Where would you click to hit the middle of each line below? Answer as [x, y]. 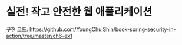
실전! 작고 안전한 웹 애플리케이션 [79, 12]
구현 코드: [17, 29]
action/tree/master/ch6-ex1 [39, 36]
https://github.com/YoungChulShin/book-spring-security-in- [102, 29]
